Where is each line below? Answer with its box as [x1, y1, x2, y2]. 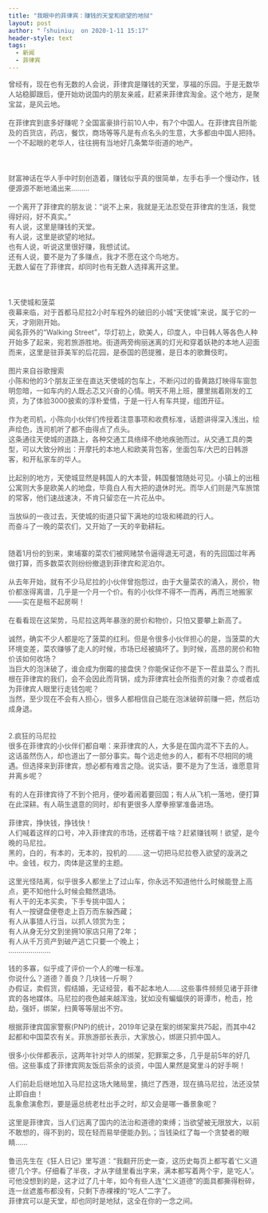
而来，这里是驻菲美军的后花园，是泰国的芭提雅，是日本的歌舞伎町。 [8, 347, 232, 357]
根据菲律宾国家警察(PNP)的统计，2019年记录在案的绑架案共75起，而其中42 [8, 1022, 257, 1031]
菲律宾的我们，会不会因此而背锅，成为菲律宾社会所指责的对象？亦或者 [22, 674, 253, 683]
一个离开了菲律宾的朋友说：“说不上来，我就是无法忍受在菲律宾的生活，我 [8, 202, 250, 211]
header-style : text [8, 34, 73, 42]
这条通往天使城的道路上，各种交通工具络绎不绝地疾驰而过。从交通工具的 [8, 434, 246, 444]
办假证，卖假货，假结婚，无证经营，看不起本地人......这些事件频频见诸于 [8, 983, 245, 993]
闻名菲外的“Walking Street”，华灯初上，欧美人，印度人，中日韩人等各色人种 [8, 327, 258, 337]
